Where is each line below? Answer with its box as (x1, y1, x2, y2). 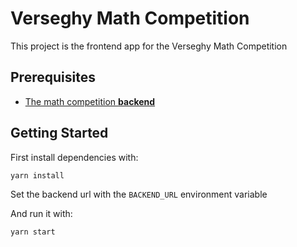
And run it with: (10, 208, 73, 220)
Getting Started (10, 125, 109, 142)
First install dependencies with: (10, 151, 139, 163)
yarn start (10, 227, 56, 237)
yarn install (10, 170, 65, 181)
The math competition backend (24, 95, 156, 107)
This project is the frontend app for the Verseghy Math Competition (10, 40, 288, 52)
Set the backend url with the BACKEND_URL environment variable (10, 188, 268, 201)
